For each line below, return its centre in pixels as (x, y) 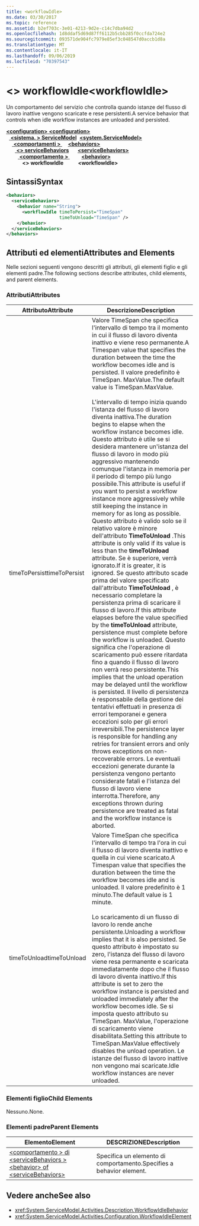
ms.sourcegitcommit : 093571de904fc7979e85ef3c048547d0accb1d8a (86, 39)
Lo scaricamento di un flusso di (135, 917)
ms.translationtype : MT (36, 45)
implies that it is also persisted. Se (139, 939)
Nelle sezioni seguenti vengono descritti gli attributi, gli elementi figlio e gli (97, 267)
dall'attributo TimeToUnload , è (135, 588)
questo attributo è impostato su (135, 947)
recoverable (108, 759)
